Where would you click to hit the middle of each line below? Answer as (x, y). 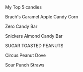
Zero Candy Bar (21, 26)
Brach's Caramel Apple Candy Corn (42, 17)
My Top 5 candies (24, 7)
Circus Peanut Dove (26, 55)
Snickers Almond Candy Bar (34, 36)
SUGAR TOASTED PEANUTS (34, 46)
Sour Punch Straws (25, 65)
